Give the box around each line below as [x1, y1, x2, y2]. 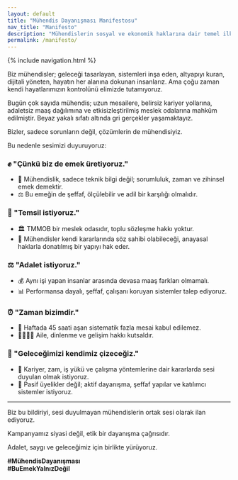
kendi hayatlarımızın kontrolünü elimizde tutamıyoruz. [7, 85, 163, 94]
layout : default [7, 10, 55, 18]
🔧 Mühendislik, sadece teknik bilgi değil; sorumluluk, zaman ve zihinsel [17, 175, 225, 184]
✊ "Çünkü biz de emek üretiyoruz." [7, 159, 129, 169]
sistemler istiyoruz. [17, 387, 73, 396]
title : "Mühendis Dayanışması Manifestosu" [7, 17, 138, 24]
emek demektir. [17, 182, 64, 191]
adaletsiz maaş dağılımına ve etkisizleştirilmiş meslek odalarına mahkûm [7, 106, 217, 115]
